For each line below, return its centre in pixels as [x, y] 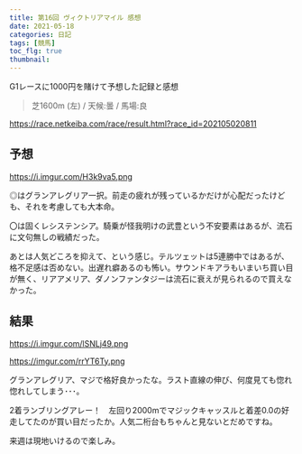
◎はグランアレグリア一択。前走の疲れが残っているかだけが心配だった [140, 195]
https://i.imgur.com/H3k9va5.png [71, 176]
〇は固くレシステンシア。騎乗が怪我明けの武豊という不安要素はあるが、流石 [151, 226]
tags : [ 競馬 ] [32, 43]
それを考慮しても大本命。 [72, 206]
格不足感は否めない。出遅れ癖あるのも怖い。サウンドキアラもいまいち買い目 [151, 267]
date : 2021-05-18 [42, 26]
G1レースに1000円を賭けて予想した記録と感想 [94, 86]
